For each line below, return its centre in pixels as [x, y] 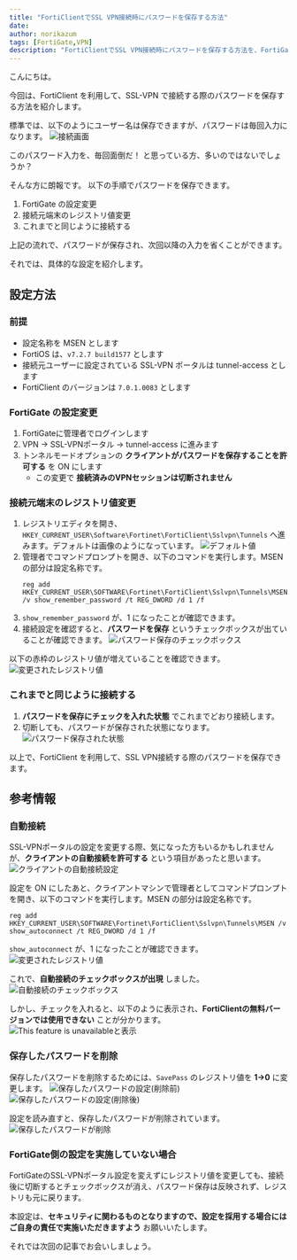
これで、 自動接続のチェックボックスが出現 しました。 [107, 979]
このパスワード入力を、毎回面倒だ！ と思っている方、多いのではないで [138, 155]
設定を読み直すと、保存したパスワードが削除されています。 [117, 1118]
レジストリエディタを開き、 [72, 524]
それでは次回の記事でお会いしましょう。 [83, 1246]
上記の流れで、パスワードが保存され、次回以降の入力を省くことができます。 [148, 245]
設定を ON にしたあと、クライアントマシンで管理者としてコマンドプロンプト [148, 888]
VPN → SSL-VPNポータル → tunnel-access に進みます [120, 445]
